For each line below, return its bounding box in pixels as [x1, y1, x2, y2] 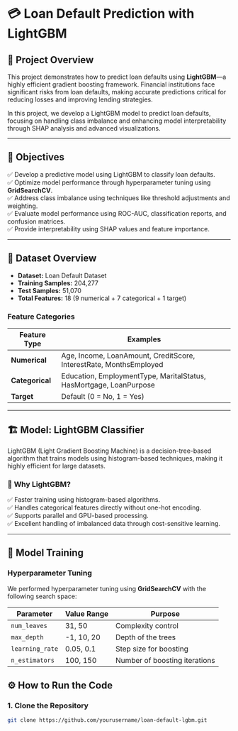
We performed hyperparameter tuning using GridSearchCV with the [7, 584, 207, 593]
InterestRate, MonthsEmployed [61, 359, 164, 369]
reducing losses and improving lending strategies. [7, 95, 154, 104]
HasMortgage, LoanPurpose [61, 380, 156, 390]
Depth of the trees [115, 632, 176, 642]
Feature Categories [7, 312, 76, 321]
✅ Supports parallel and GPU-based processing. [7, 512, 149, 520]
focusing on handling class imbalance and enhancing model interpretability [7, 116, 227, 125]
